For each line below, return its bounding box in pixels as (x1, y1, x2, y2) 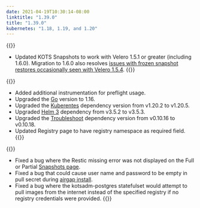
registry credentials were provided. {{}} (14, 195, 112, 202)
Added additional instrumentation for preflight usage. (14, 89, 146, 96)
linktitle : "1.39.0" (6, 14, 58, 20)
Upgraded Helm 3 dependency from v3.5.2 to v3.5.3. (14, 108, 146, 115)
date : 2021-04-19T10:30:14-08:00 (6, 8, 90, 15)
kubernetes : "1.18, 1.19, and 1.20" (6, 25, 98, 32)
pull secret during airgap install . (14, 176, 93, 183)
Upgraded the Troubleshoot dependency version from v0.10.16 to (14, 115, 175, 122)
